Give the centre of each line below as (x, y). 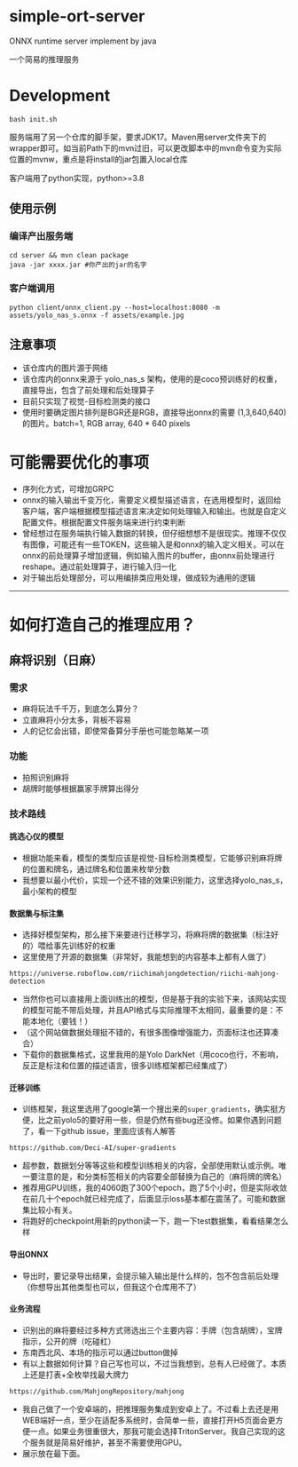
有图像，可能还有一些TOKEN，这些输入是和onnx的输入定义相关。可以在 (153, 544)
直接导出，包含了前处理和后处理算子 (88, 390)
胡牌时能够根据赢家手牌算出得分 (80, 789)
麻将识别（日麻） (56, 660)
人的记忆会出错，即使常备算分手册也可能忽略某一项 (115, 731)
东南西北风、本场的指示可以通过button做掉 (100, 1352)
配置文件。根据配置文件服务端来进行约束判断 (104, 522)
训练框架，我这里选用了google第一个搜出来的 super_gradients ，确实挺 (150, 1109)
